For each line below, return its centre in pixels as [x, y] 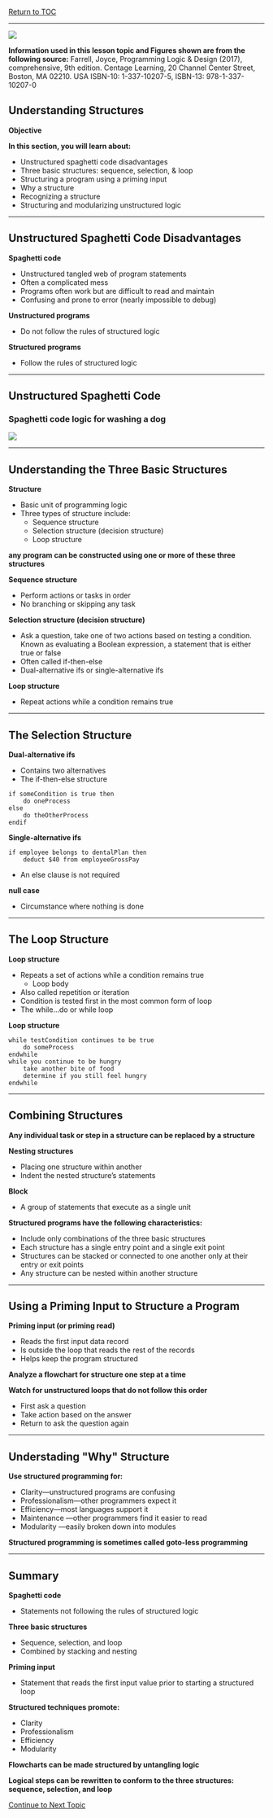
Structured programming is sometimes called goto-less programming [128, 1543]
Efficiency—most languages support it [84, 1509]
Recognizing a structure [60, 196]
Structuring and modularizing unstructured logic [100, 205]
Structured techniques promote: [64, 1707]
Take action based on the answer [76, 1415]
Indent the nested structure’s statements [88, 1175]
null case [24, 890]
